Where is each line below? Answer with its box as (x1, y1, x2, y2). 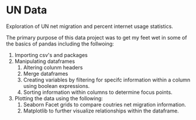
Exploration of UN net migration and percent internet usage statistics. (6, 23, 174, 30)
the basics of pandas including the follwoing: (6, 40, 114, 47)
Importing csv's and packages (14, 51, 88, 58)
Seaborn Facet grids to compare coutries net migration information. (23, 101, 186, 108)
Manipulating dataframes (14, 58, 75, 65)
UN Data (6, 3, 47, 17)
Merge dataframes (23, 70, 68, 77)
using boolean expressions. (23, 82, 90, 89)
